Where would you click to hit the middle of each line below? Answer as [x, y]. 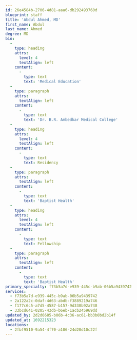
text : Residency [41, 163]
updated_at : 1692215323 [31, 320]
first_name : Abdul [25, 24]
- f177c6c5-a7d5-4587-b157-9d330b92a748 [54, 306]
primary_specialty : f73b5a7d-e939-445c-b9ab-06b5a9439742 [68, 287]
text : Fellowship [42, 244]
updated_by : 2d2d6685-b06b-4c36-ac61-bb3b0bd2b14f [61, 315]
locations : [17, 325]
